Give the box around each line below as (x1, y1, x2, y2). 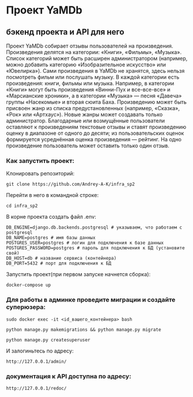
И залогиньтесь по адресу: (6, 347, 74, 354)
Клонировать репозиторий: (6, 170, 75, 177)
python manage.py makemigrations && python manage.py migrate (6, 327, 161, 332)
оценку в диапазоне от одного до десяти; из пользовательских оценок (6, 130, 184, 137)
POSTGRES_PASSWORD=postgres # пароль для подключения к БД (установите (6, 245, 185, 251)
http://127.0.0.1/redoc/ (6, 385, 67, 391)
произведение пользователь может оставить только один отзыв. (6, 142, 170, 149)
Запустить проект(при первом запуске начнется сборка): (6, 271, 151, 278)
